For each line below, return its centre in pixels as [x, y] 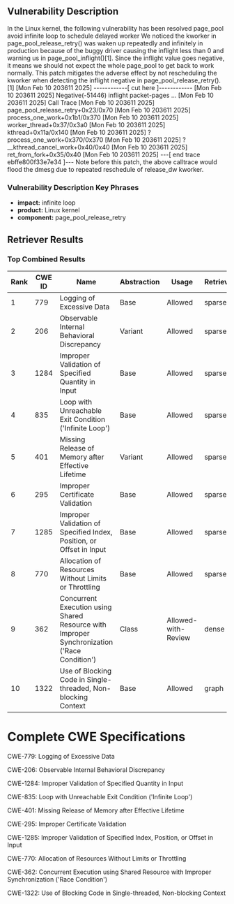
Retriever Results [45, 239]
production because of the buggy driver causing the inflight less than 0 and [116, 50]
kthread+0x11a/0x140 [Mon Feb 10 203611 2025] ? [79, 132]
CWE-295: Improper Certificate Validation [67, 824]
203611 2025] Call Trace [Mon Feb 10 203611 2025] [81, 102]
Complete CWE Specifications [96, 737]
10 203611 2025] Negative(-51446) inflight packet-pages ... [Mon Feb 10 [110, 95]
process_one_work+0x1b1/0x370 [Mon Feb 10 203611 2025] [93, 117]
